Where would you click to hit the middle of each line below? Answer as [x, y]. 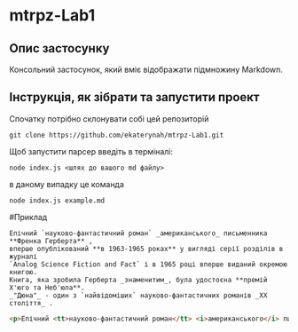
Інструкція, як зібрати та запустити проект [134, 97]
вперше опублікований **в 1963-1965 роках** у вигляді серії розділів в [146, 249]
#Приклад [28, 217]
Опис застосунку [59, 48]
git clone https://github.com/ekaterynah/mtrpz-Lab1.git [117, 135]
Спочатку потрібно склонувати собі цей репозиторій [109, 119]
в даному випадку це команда [67, 184]
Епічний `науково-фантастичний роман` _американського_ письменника [138, 233]
